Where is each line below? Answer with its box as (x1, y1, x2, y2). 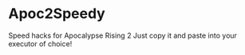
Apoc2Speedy (8, 5, 105, 23)
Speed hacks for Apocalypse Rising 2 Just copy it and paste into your (8, 31, 238, 40)
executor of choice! (8, 38, 73, 48)
